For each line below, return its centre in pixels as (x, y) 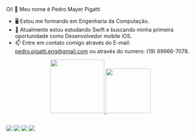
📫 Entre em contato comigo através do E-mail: (72, 43)
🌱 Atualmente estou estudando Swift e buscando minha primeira (94, 29)
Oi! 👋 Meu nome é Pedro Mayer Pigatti (53, 9)
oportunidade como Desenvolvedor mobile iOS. (73, 36)
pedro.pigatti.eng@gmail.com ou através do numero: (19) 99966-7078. (102, 51)
